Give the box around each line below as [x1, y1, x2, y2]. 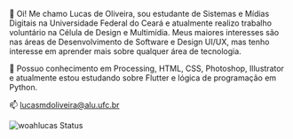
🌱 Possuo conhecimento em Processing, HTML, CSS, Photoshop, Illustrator [9, 63, 284, 73]
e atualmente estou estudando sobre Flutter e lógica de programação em [9, 73, 277, 83]
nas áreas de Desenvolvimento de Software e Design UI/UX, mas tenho [9, 36, 270, 47]
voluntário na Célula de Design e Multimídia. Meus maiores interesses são [9, 27, 280, 37]
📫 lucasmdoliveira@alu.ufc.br [9, 100, 120, 110]
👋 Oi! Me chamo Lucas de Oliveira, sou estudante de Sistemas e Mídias [9, 9, 270, 19]
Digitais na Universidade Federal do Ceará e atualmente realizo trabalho [9, 18, 273, 28]
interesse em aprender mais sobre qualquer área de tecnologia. [9, 46, 242, 57]
